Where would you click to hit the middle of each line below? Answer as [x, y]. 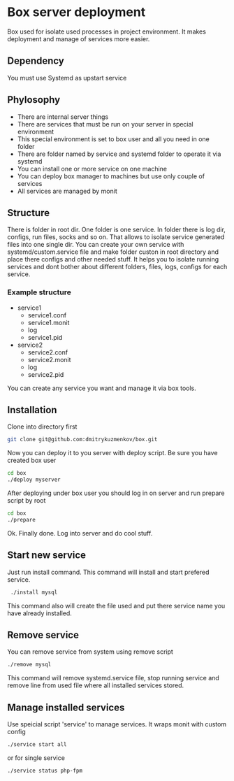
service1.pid [45, 337]
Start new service [46, 556]
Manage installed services [66, 707]
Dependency [36, 61]
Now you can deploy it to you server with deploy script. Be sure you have [112, 453]
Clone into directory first [42, 427]
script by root [27, 501]
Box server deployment [76, 12]
